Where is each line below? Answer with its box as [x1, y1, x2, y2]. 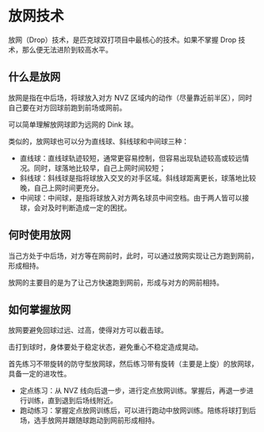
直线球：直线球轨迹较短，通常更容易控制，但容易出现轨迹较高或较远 [19, 153, 243, 162]
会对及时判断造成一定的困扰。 [33, 203, 132, 212]
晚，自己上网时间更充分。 [19, 183, 104, 193]
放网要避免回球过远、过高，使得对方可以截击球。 [8, 326, 168, 335]
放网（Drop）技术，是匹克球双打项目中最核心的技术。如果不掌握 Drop [8, 35, 237, 44]
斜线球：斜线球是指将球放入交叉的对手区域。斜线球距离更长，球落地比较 [19, 173, 256, 182]
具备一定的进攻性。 [8, 369, 71, 379]
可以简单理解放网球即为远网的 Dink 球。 [8, 120, 139, 129]
